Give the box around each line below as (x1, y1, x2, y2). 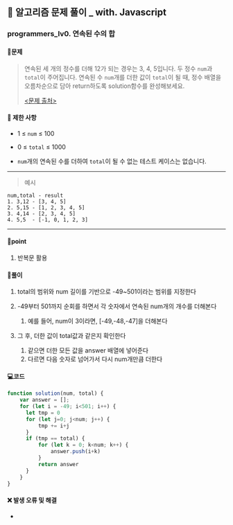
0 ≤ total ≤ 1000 (17, 143, 66, 151)
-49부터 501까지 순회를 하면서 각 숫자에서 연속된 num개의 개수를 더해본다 (17, 302, 217, 310)
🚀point (7, 238, 27, 246)
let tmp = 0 (25, 409, 60, 416)
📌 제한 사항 (7, 114, 37, 122)
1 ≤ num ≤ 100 (17, 129, 55, 137)
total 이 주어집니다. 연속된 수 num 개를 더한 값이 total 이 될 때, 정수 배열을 (24, 73, 222, 81)
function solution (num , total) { (7, 390, 104, 397)
